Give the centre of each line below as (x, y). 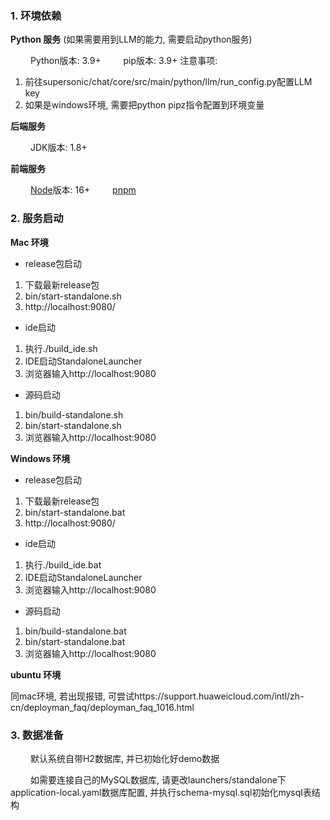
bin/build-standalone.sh (74, 414)
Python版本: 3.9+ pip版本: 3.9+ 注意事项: (123, 61)
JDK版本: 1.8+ (58, 148)
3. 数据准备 (37, 735)
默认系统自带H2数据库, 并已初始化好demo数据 (124, 758)
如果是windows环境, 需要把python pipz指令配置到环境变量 (144, 105)
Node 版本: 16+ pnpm (83, 190)
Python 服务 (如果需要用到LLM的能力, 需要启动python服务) (131, 39)
